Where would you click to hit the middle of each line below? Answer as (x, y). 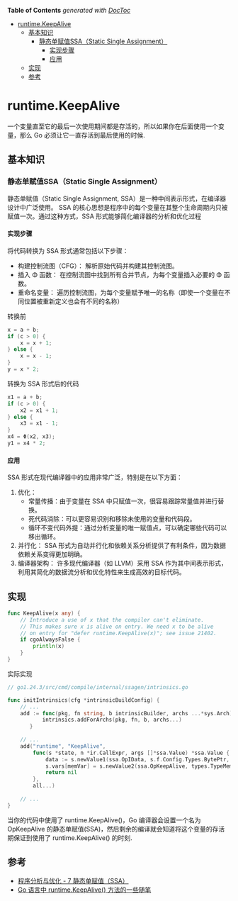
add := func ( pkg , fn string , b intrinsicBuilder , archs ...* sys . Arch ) (126, 713)
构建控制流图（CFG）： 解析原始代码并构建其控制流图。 (98, 266)
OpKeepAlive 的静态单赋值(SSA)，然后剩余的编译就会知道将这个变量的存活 (116, 829)
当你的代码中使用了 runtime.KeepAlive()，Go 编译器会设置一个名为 (104, 820)
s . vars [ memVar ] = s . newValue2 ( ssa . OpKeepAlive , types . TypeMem (139, 766)
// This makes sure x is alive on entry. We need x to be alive (117, 627)
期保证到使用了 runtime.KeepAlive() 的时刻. (70, 838)
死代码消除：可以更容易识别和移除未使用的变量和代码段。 (112, 519)
